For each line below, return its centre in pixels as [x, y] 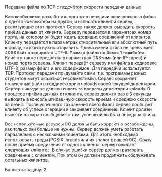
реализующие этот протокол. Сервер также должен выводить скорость [80, 27]
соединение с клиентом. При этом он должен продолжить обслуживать [80, 155]
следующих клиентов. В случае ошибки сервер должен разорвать [74, 150]
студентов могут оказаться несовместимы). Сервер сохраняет [71, 78]
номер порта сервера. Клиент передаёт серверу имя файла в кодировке [81, 63]
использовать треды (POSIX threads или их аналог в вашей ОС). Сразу [78, 140]
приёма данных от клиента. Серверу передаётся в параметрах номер [78, 32]
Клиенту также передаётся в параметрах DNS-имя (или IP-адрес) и [76, 58]
